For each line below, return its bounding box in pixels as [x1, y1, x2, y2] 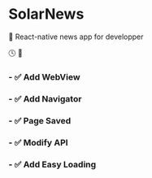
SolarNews [8, 5, 85, 24]
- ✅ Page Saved [8, 115, 72, 126]
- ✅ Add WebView [8, 71, 80, 82]
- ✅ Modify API [8, 137, 68, 148]
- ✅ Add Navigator [8, 93, 82, 104]
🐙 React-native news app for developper [8, 32, 144, 41]
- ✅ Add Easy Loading [8, 158, 97, 170]
